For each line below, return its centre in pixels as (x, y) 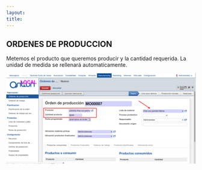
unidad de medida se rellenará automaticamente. (67, 65)
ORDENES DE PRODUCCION (59, 44)
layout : (16, 13)
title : (14, 19)
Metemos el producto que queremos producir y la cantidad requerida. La (96, 59)
